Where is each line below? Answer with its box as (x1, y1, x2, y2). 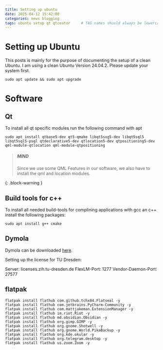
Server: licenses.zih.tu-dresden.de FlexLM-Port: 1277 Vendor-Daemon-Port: (5, 266, 157, 272)
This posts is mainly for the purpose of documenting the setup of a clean (5, 58, 151, 63)
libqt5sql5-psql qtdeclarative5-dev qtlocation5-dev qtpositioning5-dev (5, 139, 155, 144)
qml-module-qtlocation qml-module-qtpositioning (5, 143, 105, 148)
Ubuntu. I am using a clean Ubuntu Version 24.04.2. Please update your (5, 62, 148, 68)
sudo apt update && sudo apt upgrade (5, 77, 81, 82)
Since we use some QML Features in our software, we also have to (16, 166, 150, 171)
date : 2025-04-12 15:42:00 (5, 12, 60, 16)
